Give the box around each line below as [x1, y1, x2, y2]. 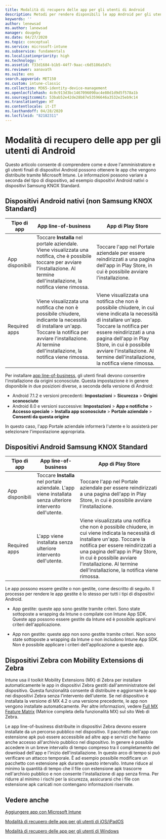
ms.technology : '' [5, 58, 43, 63]
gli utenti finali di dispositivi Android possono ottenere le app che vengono [5, 167, 157, 172]
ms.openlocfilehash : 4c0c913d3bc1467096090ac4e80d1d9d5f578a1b [5, 90, 138, 95]
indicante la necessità [36, 316, 87, 323]
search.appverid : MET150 [5, 76, 56, 81]
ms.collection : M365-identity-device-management [5, 85, 107, 91]
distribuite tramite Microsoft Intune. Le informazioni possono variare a [5, 172, 147, 178]
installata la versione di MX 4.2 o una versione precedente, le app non [5, 698, 147, 704]
